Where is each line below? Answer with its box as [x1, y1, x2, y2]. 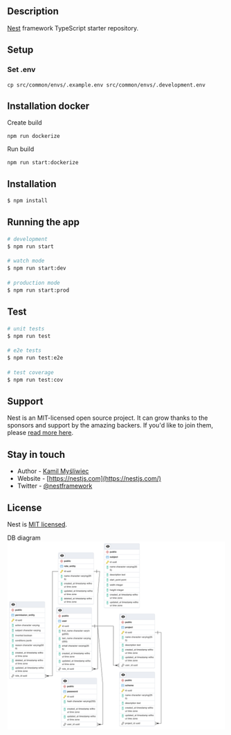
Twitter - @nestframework [17, 481, 93, 490]
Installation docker [7, 100, 90, 112]
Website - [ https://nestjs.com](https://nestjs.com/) [17, 475, 161, 483]
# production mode [7, 280, 60, 287]
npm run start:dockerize [7, 159, 79, 166]
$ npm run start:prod [7, 287, 70, 294]
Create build [7, 118, 43, 127]
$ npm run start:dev [7, 265, 67, 272]
